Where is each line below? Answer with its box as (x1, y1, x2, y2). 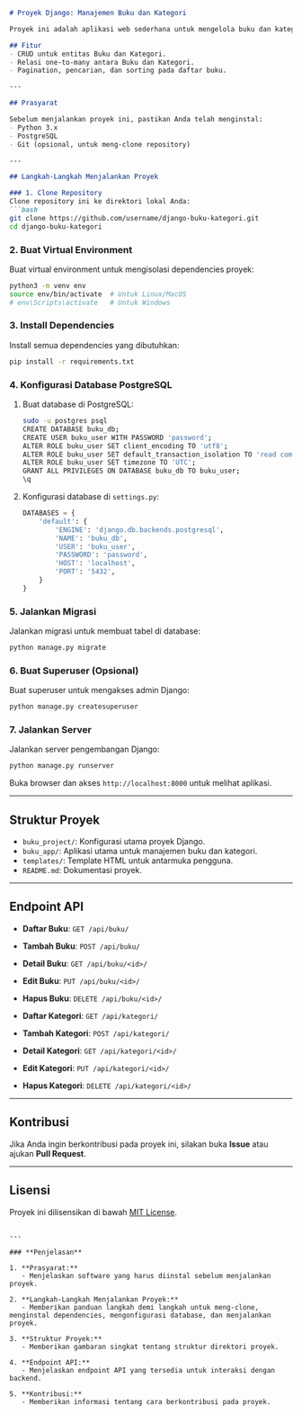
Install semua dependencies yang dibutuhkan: (9, 339, 180, 350)
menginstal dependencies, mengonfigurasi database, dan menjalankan (9, 1311, 271, 1320)
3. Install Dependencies (9, 320, 115, 332)
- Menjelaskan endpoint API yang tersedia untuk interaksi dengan (21, 1365, 276, 1374)
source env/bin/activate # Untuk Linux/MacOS (9, 289, 187, 299)
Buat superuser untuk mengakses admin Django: (9, 685, 191, 696)
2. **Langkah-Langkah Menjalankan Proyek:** (9, 1294, 179, 1304)
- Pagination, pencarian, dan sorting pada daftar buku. (9, 66, 227, 76)
